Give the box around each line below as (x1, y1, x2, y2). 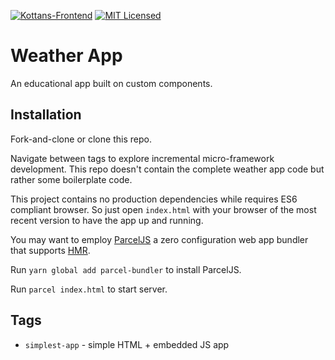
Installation (10, 106, 82, 124)
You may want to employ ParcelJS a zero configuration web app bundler (10, 233, 309, 245)
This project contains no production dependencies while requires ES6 (10, 193, 298, 205)
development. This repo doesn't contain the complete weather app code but (10, 163, 325, 175)
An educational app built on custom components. (10, 77, 213, 89)
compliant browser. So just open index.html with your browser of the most (10, 203, 317, 215)
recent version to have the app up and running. (10, 214, 204, 226)
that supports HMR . (10, 244, 91, 256)
